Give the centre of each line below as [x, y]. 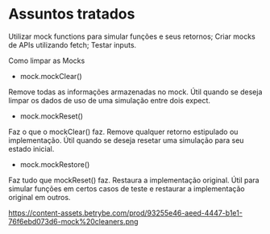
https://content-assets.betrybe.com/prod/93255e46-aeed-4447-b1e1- [126, 213]
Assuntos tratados [72, 14]
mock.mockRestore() [55, 164]
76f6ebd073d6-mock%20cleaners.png [73, 221]
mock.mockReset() [51, 116]
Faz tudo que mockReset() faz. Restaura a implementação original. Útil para [134, 180]
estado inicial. [31, 148]
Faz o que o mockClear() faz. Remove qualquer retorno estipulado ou [123, 132]
